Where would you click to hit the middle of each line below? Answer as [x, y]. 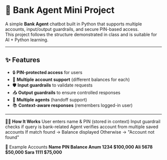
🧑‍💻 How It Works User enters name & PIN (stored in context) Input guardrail [83, 121]
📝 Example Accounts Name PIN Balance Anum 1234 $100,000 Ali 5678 [79, 147]
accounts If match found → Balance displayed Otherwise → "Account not [80, 132]
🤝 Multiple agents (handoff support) [50, 99]
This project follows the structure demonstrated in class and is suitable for [81, 34]
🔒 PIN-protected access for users [47, 72]
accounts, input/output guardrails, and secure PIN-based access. [72, 29]
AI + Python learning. [27, 40]
